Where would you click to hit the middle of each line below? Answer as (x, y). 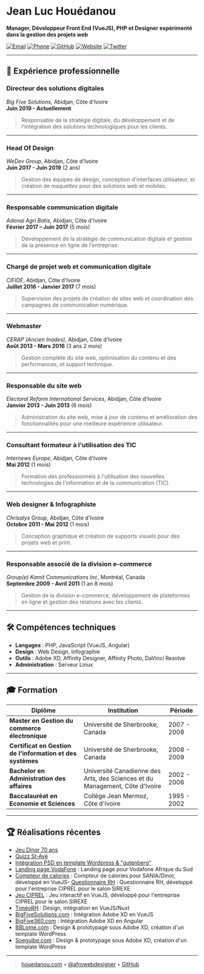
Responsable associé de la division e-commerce (79, 564)
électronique (28, 736)
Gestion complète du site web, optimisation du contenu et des (99, 358)
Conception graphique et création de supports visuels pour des (100, 536)
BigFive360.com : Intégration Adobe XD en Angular (79, 921)
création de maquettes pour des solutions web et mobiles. (94, 186)
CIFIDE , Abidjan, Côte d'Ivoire (43, 280)
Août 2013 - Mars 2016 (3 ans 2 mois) (54, 346)
